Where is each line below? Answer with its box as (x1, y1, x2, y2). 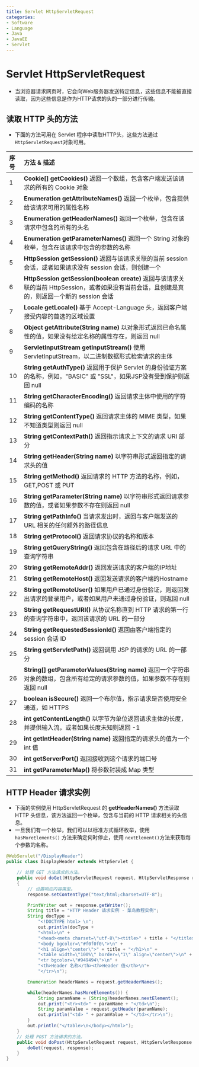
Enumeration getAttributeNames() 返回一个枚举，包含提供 (23, 194, 190, 202)
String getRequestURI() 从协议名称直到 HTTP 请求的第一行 (23, 605, 188, 614)
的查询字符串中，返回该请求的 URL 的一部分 (23, 614, 146, 622)
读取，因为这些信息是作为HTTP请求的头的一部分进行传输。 (14, 95, 159, 102)
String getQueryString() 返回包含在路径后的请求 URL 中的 (23, 543, 187, 551)
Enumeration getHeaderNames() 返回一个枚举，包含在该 (23, 214, 185, 222)
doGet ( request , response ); (27, 1044, 94, 1051)
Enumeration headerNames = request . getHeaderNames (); (27, 979, 163, 985)
